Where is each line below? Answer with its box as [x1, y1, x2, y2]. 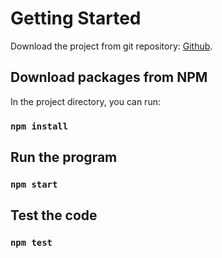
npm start [10, 178, 58, 190]
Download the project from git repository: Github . [10, 40, 213, 52]
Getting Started [10, 7, 142, 30]
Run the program [10, 149, 118, 166]
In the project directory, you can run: [10, 95, 161, 107]
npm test [10, 237, 53, 249]
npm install [10, 120, 69, 132]
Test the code [10, 207, 98, 224]
